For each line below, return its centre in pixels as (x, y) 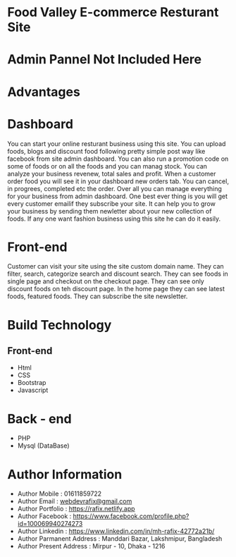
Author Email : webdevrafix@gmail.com (75, 501)
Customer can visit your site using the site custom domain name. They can (116, 267)
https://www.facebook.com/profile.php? (131, 516)
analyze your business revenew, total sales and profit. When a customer (112, 173)
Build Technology (60, 325)
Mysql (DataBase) (43, 446)
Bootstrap (32, 383)
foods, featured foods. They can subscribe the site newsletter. (98, 296)
